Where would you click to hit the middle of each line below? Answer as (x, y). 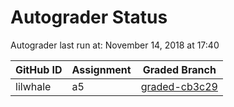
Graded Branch (179, 69)
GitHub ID (39, 69)
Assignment (101, 69)
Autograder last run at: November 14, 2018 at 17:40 (115, 45)
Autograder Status (89, 17)
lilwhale (33, 86)
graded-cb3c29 (179, 86)
